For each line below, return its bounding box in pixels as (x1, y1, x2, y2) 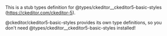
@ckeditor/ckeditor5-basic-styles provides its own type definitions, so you (5, 20, 162, 25)
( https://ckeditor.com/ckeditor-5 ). (5, 10, 76, 16)
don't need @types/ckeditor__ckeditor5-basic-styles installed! (5, 25, 136, 31)
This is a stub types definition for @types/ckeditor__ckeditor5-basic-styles (5, 5, 162, 10)
